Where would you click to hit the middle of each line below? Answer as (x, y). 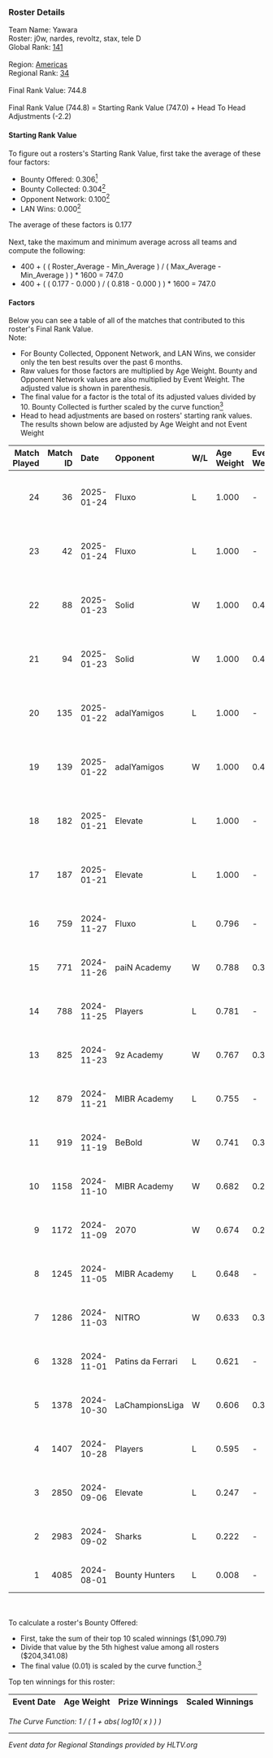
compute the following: (47, 251)
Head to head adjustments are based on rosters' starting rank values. (136, 415)
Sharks (128, 1536)
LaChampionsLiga (149, 1405)
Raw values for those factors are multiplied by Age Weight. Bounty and (139, 371)
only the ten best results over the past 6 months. (101, 362)
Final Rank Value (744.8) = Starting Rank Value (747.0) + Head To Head (127, 107)
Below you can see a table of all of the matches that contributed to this (127, 321)
